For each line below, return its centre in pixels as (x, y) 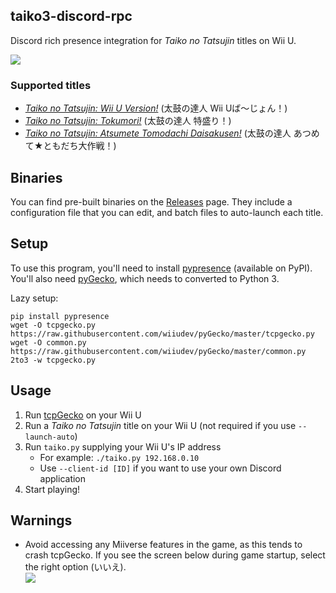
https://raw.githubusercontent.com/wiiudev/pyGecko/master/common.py (158, 351)
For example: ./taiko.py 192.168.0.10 (119, 457)
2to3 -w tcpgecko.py (53, 360)
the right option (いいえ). (75, 567)
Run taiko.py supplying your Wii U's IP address (123, 446)
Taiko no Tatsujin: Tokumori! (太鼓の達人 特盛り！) (128, 121)
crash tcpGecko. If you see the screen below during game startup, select (175, 555)
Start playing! (52, 489)
